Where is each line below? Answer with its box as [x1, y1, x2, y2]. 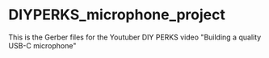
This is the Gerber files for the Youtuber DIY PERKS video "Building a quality [8, 32, 262, 42]
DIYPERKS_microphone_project [8, 6, 226, 24]
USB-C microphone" [8, 40, 77, 50]
